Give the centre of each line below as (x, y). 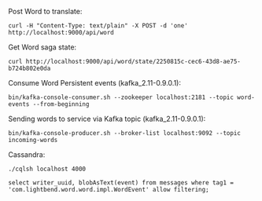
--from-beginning (61, 104)
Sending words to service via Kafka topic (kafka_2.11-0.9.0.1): (107, 119)
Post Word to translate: (45, 11)
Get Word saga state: (42, 47)
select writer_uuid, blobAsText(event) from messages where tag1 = (121, 183)
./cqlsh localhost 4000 (47, 169)
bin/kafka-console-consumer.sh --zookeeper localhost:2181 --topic (121, 97)
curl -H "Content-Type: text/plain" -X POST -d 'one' (98, 26)
